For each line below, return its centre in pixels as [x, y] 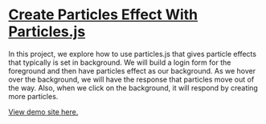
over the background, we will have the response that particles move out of [131, 79]
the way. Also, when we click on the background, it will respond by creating [133, 88]
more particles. [33, 96]
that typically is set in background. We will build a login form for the [120, 62]
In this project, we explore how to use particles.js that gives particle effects [133, 54]
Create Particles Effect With [103, 15]
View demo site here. [43, 112]
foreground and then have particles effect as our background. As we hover [132, 70]
